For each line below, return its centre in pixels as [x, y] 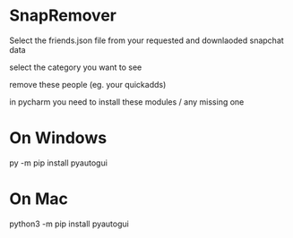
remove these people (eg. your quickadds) [88, 84]
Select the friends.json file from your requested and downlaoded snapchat [146, 40]
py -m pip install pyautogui [58, 163]
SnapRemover [63, 16]
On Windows [58, 138]
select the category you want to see [76, 67]
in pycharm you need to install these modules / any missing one [127, 102]
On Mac [39, 199]
